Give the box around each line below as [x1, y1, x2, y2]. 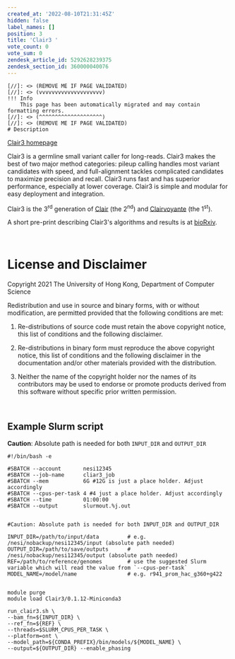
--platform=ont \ [7, 633, 59, 640]
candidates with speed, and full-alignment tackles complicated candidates [7, 167, 224, 176]
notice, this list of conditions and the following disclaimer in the [17, 351, 201, 360]
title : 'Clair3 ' [7, 37, 59, 44]
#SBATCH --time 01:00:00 [7, 496, 109, 503]
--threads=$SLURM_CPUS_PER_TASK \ [7, 626, 109, 634]
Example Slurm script [7, 420, 104, 432]
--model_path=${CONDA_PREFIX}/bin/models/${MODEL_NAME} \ [7, 638, 181, 646]
